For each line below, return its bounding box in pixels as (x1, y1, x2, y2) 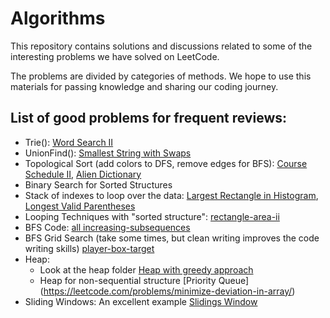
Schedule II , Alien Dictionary (24, 168, 142, 180)
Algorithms (10, 7, 106, 30)
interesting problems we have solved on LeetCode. (10, 50, 220, 62)
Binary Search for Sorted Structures (24, 178, 173, 191)
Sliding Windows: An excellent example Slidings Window (24, 295, 258, 307)
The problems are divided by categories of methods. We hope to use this (10, 70, 312, 82)
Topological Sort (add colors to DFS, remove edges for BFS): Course (24, 157, 308, 169)
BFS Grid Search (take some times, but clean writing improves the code (24, 232, 320, 244)
